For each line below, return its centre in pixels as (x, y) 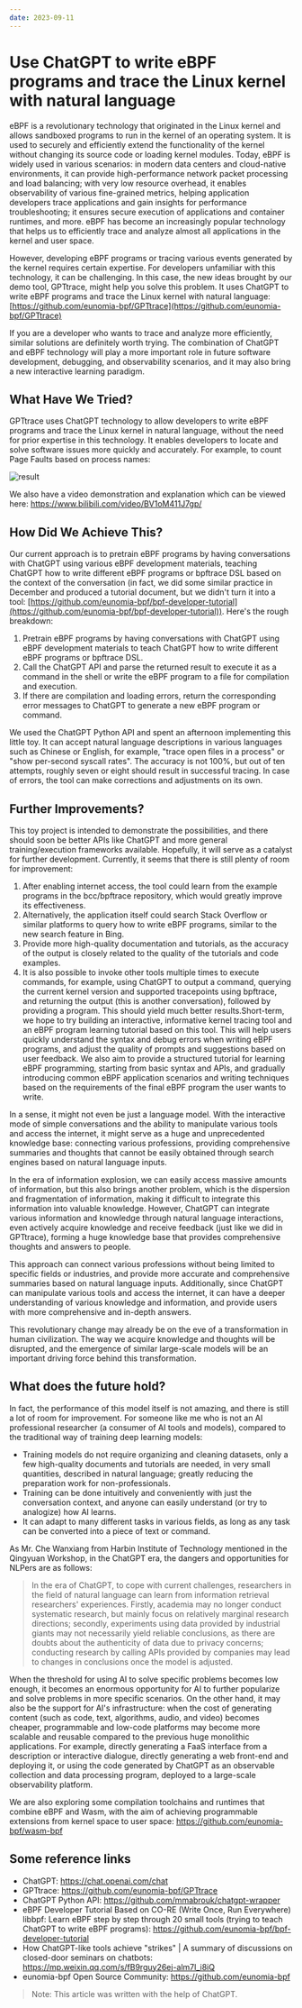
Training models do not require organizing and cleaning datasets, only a (155, 1454)
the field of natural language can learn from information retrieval (150, 1594)
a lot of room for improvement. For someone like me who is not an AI (136, 1418)
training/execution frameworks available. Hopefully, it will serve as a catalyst (151, 849)
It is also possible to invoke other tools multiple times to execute (141, 972)
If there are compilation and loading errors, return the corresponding (149, 696)
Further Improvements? (77, 809)
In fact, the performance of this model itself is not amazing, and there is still (149, 1408)
